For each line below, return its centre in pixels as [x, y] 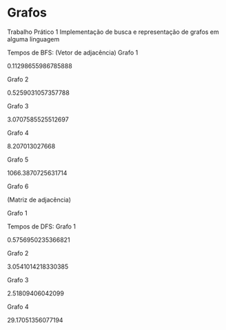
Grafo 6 [18, 186]
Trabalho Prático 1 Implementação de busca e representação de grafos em [113, 32]
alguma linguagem [33, 39]
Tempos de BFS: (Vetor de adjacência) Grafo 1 [73, 52]
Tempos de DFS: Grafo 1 [42, 226]
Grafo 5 [18, 159]
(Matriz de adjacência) [39, 200]
